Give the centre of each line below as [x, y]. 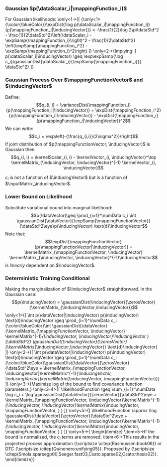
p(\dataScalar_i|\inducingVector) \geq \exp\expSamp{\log [64, 56]
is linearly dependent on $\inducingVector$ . [50, 265]
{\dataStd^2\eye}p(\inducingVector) [56, 226]
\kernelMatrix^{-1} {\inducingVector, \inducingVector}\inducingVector [76, 336]
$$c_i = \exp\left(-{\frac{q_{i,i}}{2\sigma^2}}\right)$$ [83, 136]
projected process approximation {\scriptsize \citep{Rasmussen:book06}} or [83, 443]
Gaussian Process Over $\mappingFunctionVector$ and [74, 80]
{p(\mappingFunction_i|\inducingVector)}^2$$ [83, 121]
